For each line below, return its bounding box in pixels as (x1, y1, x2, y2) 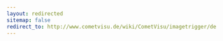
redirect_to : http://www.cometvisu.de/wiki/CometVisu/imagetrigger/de (6, 23, 217, 30)
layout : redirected (6, 10, 64, 17)
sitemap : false (6, 17, 51, 24)
